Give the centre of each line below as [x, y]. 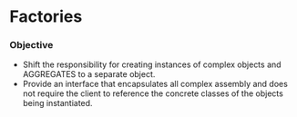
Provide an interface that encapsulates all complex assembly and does [155, 84]
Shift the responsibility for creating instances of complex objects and [152, 64]
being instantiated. [57, 103]
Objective [31, 45]
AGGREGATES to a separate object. [89, 74]
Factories [46, 17]
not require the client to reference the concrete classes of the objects [153, 93]
